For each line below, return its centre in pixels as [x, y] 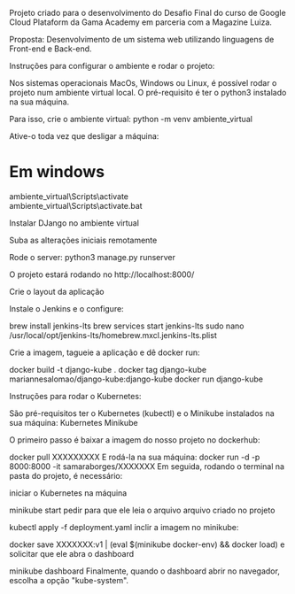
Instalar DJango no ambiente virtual [74, 223]
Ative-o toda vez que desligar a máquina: [84, 136]
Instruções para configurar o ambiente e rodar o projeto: [112, 66]
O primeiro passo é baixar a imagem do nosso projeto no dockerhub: [135, 440]
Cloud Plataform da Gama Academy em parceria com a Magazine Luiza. [141, 22]
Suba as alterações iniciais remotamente [83, 240]
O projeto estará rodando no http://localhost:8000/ [102, 274]
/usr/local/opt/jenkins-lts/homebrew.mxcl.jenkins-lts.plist [113, 335]
